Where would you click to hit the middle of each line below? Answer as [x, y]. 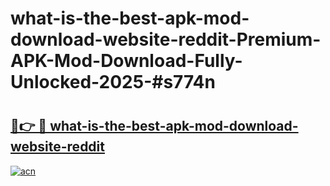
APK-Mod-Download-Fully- [126, 61]
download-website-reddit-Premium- [166, 39]
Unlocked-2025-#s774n [113, 82]
